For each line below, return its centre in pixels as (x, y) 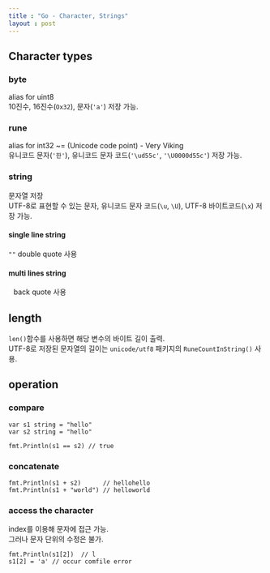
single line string (37, 235)
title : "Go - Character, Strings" (69, 16)
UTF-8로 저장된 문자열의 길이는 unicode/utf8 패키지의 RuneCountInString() (131, 349)
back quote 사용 (40, 292)
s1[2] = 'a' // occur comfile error (70, 562)
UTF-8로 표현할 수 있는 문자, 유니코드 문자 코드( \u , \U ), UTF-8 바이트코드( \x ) (131, 205)
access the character (51, 510)
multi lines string (37, 273)
